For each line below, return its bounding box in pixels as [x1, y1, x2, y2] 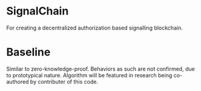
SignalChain [6, 4, 69, 18]
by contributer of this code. [30, 78, 99, 85]
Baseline [6, 45, 51, 59]
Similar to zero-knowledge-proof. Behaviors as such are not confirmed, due [6, 65, 195, 72]
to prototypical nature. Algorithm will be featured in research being [6, 71, 173, 79]
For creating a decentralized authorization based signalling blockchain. [6, 24, 183, 31]
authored [6, 78, 29, 85]
